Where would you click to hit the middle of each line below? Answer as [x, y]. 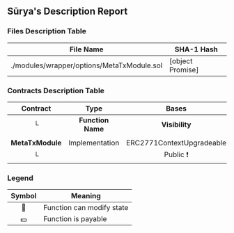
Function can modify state [86, 208]
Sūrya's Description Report [68, 11]
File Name [86, 49]
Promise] [184, 70]
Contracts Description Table [56, 90]
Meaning [86, 196]
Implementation [94, 143]
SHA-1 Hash [196, 49]
